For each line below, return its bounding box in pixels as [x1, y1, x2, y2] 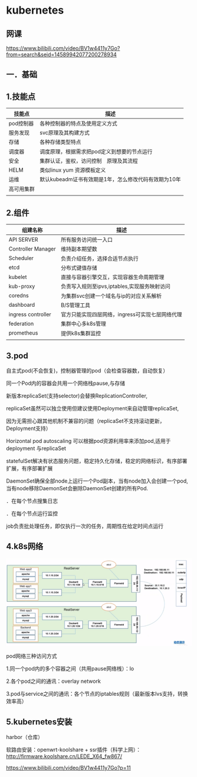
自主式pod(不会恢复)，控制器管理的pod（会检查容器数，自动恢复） [6, 367, 169, 374]
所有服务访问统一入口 [61, 236, 113, 243]
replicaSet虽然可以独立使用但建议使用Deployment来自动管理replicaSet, [6, 405, 179, 412]
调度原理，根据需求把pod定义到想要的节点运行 [40, 147, 153, 155]
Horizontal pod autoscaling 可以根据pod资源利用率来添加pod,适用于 [6, 438, 171, 445]
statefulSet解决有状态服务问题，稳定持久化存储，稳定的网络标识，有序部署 [6, 457, 188, 465]
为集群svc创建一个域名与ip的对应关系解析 [61, 292, 162, 299]
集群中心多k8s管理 [61, 320, 106, 328]
